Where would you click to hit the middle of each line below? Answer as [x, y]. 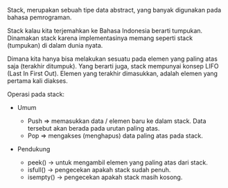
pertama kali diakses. [37, 81]
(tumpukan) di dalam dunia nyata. [55, 45]
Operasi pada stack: [36, 94]
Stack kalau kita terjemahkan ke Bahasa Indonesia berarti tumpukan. [105, 31]
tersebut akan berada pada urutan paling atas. [94, 128]
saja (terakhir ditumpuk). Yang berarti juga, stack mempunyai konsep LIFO [113, 66]
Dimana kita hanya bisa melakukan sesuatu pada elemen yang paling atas [113, 59]
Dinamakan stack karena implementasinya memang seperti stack [100, 38]
